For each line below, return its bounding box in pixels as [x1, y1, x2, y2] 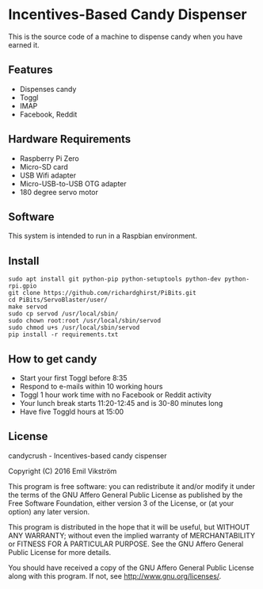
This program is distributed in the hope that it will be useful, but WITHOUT [8, 522, 250, 532]
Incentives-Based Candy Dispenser [8, 6, 247, 24]
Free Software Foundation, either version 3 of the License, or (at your [8, 498, 234, 508]
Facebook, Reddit [19, 109, 78, 119]
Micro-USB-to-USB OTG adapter [19, 178, 127, 188]
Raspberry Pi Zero [19, 153, 79, 163]
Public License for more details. [8, 547, 112, 556]
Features [8, 63, 53, 77]
